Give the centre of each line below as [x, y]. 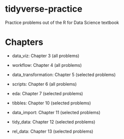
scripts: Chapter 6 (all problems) [44, 84]
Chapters [24, 42]
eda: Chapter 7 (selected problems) [47, 93]
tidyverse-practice [44, 9]
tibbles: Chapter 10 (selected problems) [51, 103]
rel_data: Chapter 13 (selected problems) [53, 131]
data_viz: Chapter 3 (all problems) [46, 56]
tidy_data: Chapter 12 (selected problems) [54, 122]
